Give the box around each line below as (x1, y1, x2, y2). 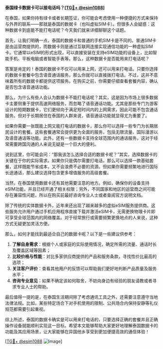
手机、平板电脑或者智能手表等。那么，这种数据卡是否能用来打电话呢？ (9, 56, 149, 61)
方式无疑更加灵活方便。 (5, 221, 52, 226)
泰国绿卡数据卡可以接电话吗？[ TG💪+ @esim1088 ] (5, 5, 105, 10)
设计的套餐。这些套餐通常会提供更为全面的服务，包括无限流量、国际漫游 (9, 129, 154, 135)
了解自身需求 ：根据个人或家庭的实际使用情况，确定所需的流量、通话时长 (12, 241, 157, 247)
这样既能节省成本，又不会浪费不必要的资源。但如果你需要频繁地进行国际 (13, 164, 158, 169)
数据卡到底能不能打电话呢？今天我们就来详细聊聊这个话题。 (9, 27, 129, 33)
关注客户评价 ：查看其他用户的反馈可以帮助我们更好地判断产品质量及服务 (12, 266, 157, 271)
